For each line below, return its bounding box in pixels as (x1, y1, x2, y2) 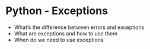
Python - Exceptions (5, 4, 108, 18)
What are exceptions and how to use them (14, 30, 118, 37)
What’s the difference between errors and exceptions (14, 24, 145, 31)
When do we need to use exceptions (14, 36, 104, 43)
